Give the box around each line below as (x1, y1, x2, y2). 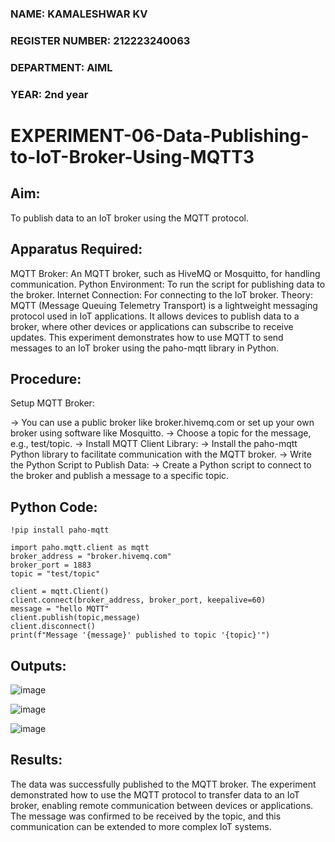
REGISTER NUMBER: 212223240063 (10, 33, 191, 47)
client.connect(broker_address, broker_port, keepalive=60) (10, 595, 267, 606)
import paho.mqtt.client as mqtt (10, 543, 150, 553)
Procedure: (10, 370, 82, 387)
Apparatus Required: (10, 241, 143, 258)
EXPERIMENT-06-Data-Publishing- (10, 124, 310, 147)
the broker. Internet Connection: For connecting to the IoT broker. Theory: (10, 288, 313, 301)
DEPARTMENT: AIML (10, 60, 113, 74)
